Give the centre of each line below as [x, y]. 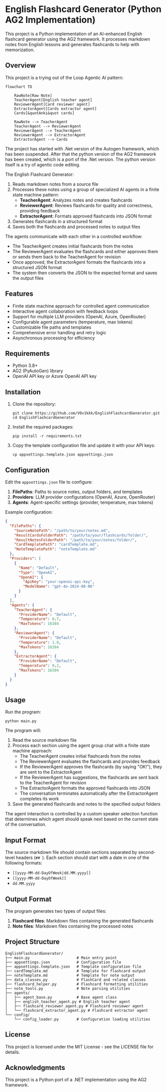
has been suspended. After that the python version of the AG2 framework [81, 154]
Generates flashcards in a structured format [57, 221]
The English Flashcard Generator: [40, 174]
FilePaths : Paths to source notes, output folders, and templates [78, 492]
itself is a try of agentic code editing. [43, 164]
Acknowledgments [35, 1068]
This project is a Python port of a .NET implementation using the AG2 [76, 1080]
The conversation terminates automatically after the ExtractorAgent [89, 793]
